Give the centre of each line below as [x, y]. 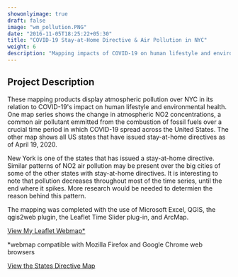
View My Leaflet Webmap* [46, 230]
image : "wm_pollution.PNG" [47, 27]
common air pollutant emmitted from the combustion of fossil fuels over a [114, 122]
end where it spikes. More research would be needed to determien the [110, 188]
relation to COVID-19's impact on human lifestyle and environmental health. [117, 106]
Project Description [51, 82]
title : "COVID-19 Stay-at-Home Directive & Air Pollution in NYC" [107, 40]
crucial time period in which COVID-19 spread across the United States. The [118, 129]
